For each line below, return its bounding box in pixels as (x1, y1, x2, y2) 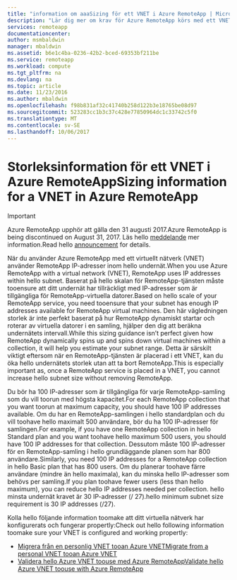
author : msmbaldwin (7, 37, 65, 44)
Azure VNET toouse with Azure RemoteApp (17, 564, 144, 573)
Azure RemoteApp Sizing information (7, 173, 227, 190)
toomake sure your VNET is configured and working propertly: (7, 529, 188, 537)
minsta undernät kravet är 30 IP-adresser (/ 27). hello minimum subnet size (7, 493, 224, 501)
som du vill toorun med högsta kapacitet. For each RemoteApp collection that (7, 395, 230, 404)
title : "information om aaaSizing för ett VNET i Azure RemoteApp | (7, 10, 213, 18)
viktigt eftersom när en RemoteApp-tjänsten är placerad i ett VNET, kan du (7, 352, 224, 360)
